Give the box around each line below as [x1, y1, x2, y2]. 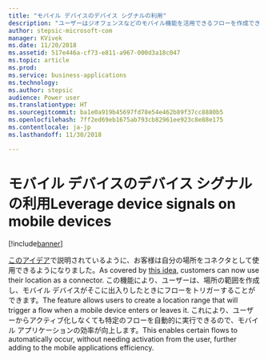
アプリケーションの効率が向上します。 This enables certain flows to [17, 325, 238, 334]
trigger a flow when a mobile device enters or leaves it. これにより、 [8, 305, 234, 314]
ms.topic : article [8, 57, 70, 65]
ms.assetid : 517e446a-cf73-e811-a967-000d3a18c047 [8, 49, 181, 57]
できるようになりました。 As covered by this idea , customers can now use [14, 265, 260, 274]
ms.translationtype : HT [8, 101, 88, 109]
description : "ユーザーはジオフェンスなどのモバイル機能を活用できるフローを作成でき [8, 19, 261, 27]
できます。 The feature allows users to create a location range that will [8, 295, 238, 305]
